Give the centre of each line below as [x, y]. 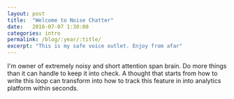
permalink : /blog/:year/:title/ [54, 40]
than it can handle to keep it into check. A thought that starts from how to [112, 73]
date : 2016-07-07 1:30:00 [48, 26]
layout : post [26, 14]
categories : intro [34, 33]
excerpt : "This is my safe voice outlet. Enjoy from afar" [95, 46]
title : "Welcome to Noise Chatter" [60, 20]
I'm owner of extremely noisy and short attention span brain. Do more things [117, 66]
